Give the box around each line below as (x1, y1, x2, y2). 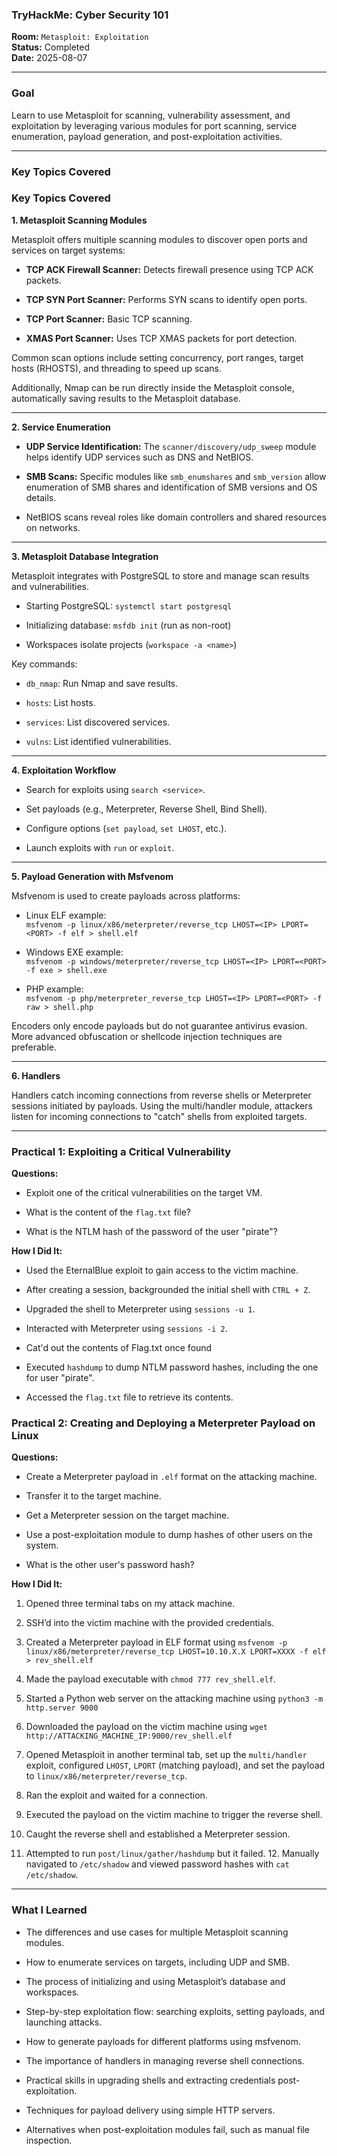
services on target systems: (11, 244, 126, 256)
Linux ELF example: (25, 909, 107, 921)
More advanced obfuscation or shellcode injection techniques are (11, 1030, 283, 1042)
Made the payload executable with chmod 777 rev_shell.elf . (25, 1673, 277, 1685)
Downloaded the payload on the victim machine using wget (25, 1721, 268, 1733)
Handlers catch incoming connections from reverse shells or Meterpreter (11, 1089, 312, 1101)
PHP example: (25, 983, 84, 995)
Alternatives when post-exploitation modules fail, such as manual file (25, 2123, 310, 2135)
